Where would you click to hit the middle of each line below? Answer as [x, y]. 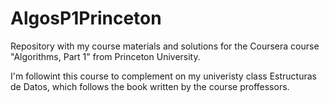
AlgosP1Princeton [86, 18]
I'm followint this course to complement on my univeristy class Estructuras [163, 76]
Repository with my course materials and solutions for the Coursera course [165, 46]
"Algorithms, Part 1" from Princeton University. [105, 56]
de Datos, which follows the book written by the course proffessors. [150, 86]
